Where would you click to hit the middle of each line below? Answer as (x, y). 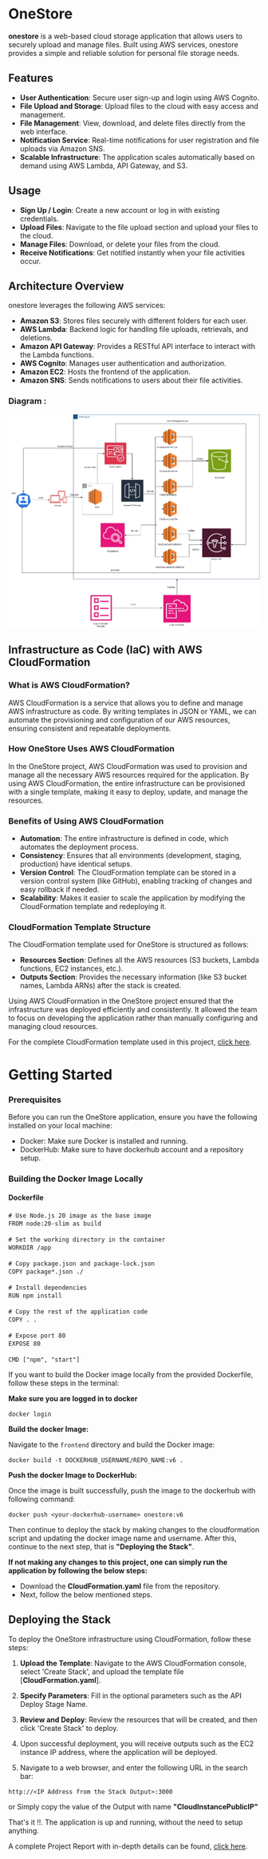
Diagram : (28, 401)
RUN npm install (35, 1296)
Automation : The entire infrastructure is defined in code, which (124, 839)
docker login (30, 1414)
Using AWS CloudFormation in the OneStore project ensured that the (121, 1001)
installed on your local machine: (61, 1125)
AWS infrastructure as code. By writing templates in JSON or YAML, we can (132, 711)
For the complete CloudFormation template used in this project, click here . (130, 1042)
